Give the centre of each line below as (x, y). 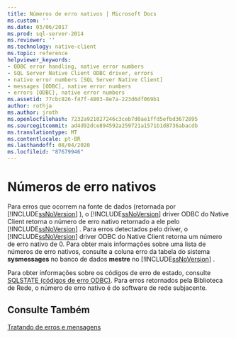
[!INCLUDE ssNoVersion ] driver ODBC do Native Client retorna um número (115, 236)
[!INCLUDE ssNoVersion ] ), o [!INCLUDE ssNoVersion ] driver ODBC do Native (118, 214)
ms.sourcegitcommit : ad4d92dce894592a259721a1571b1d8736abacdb (103, 126)
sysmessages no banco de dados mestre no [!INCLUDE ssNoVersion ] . (111, 259)
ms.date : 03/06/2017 (38, 27)
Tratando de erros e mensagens (54, 327)
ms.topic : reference (38, 54)
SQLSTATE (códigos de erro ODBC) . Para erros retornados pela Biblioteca (115, 280)
